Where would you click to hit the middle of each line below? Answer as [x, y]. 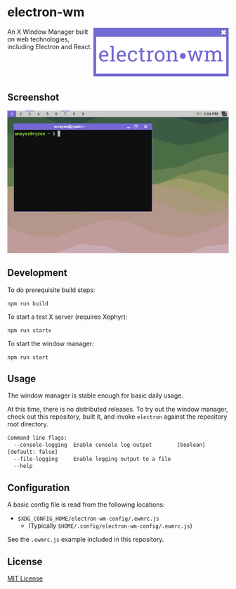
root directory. [28, 424]
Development [38, 273]
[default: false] [33, 452]
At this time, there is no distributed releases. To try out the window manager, [118, 410]
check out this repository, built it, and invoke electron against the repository [117, 417]
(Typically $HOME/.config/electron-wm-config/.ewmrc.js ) [110, 526]
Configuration [39, 487]
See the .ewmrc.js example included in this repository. [86, 540]
